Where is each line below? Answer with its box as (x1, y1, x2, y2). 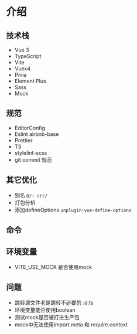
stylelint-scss (14, 149, 47, 156)
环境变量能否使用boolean (14, 306, 76, 313)
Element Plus (14, 77, 46, 84)
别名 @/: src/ (14, 192, 48, 199)
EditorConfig (14, 124, 46, 131)
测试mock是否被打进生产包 (14, 313, 80, 321)
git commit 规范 (14, 156, 53, 163)
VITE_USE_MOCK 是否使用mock (14, 263, 93, 270)
